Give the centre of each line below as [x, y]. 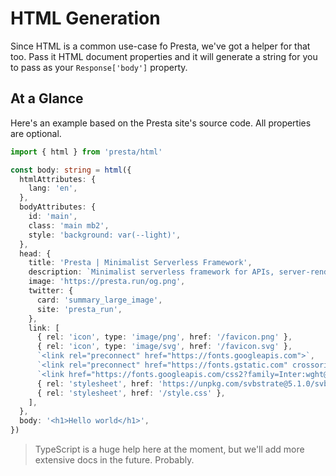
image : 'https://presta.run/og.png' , [107, 282]
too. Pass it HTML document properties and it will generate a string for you [164, 56]
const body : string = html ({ [71, 170]
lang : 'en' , [53, 188]
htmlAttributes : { [58, 179]
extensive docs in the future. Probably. [114, 460]
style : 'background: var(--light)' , [105, 235]
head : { [35, 253]
